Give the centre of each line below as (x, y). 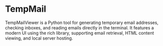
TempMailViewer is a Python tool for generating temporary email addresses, (82, 23)
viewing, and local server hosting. (39, 38)
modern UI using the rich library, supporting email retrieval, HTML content (80, 33)
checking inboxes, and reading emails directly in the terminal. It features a (80, 27)
